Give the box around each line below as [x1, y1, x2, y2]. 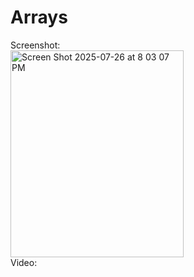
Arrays [10, 6, 68, 29]
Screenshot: [10, 39, 61, 51]
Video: [10, 256, 38, 268]
